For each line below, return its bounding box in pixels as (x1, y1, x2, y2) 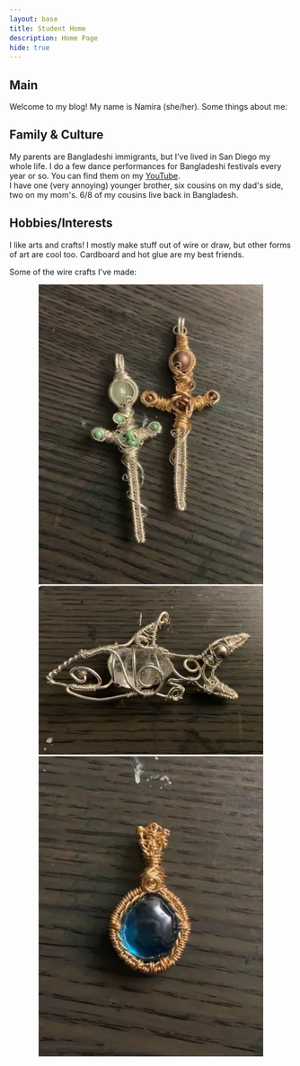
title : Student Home (9, 23, 87, 33)
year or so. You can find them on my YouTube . (9, 170, 181, 181)
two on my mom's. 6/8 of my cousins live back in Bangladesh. (9, 189, 239, 200)
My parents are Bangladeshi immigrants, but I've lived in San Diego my (9, 151, 271, 162)
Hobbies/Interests (9, 216, 113, 231)
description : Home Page (9, 33, 99, 42)
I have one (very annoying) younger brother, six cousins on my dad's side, (9, 180, 284, 191)
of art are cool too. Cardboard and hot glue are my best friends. (9, 248, 245, 260)
